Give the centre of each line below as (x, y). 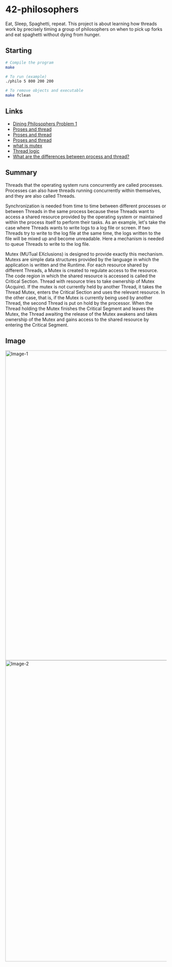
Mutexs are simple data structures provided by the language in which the (82, 259)
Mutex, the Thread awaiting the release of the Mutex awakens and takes (81, 314)
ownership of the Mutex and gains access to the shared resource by (77, 319)
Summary (21, 173)
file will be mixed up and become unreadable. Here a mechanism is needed (85, 238)
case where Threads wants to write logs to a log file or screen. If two (78, 227)
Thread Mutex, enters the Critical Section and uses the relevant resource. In (85, 292)
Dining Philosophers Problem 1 (45, 124)
